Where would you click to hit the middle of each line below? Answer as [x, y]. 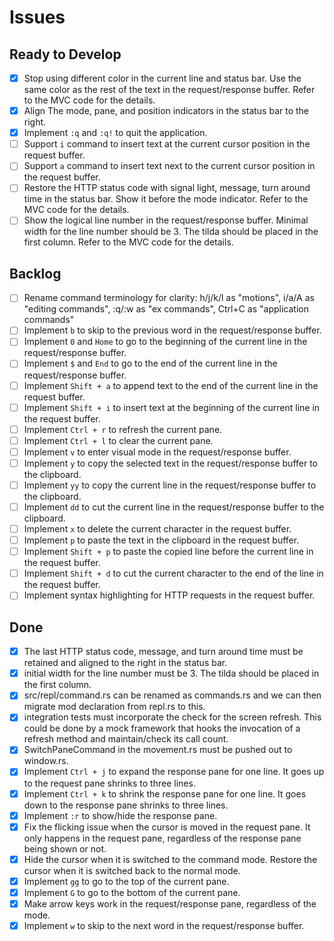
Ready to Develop [65, 54]
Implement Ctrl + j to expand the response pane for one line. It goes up [174, 772]
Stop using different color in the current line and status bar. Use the [162, 78]
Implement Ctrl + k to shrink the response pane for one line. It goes [165, 793]
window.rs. [46, 761]
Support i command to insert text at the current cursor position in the [167, 144]
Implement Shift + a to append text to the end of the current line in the [171, 385]
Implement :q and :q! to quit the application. [115, 133]
